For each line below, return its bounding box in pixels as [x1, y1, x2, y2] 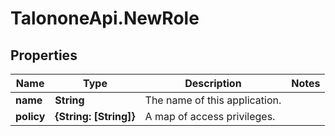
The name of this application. [144, 93, 282, 107]
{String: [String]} [54, 110, 136, 123]
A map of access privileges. [144, 110, 276, 123]
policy [15, 110, 46, 123]
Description [184, 77, 242, 90]
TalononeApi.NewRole [10, 7, 200, 30]
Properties [10, 47, 78, 64]
